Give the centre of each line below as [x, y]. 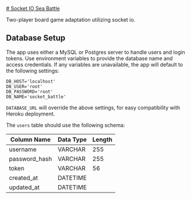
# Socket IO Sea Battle [33, 8]
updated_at [24, 187]
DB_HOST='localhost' [31, 81]
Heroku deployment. [31, 114]
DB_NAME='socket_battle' [36, 97]
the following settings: [33, 71]
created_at [24, 177]
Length [102, 139]
